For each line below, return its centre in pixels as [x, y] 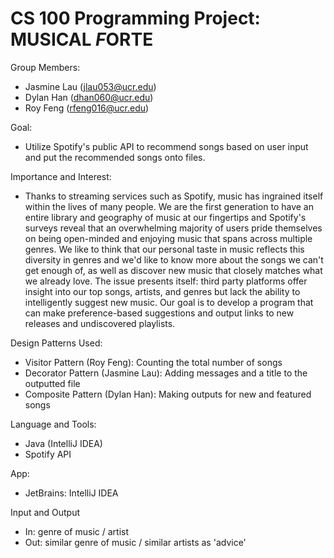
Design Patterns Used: [56, 343]
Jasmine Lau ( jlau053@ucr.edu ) [90, 86]
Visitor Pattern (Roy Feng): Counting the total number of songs [153, 362]
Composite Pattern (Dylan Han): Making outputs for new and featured [168, 394]
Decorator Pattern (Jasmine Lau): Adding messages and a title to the [166, 373]
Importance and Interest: [61, 176]
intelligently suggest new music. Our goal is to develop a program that [169, 302]
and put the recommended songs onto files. [115, 157]
